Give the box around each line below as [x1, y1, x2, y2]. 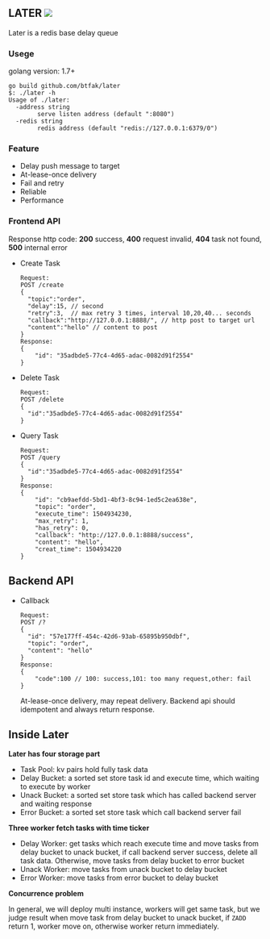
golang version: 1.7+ [8, 66, 76, 76]
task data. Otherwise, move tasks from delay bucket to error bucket [19, 856, 245, 866]
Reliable [19, 187, 47, 197]
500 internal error [8, 242, 69, 252]
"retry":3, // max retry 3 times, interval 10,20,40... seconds [27, 309, 251, 317]
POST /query [19, 453, 60, 461]
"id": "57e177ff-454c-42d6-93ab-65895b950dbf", [27, 632, 191, 641]
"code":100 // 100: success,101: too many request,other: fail [35, 674, 251, 682]
